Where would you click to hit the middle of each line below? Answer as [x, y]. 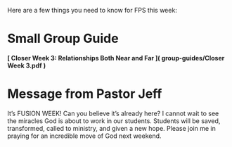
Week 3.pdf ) [27, 65]
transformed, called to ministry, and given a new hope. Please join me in [111, 128]
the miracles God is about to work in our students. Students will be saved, [114, 121]
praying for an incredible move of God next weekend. [84, 136]
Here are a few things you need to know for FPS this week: [92, 10]
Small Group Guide [63, 39]
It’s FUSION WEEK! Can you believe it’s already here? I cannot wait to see [113, 113]
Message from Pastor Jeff [85, 94]
